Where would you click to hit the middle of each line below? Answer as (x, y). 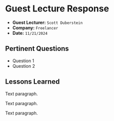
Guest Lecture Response (57, 9)
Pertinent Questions (37, 49)
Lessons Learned (32, 82)
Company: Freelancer (35, 27)
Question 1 (23, 61)
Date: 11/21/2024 (30, 33)
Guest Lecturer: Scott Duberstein (48, 22)
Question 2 (24, 66)
